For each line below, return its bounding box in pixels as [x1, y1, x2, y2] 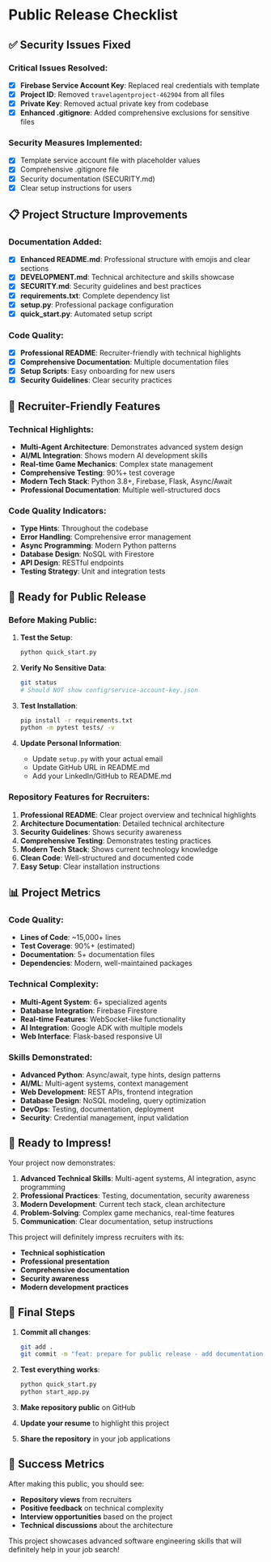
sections [19, 264, 49, 273]
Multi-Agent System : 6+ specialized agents [19, 997, 167, 1006]
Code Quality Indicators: [8, 505, 107, 516]
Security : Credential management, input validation [19, 1112, 189, 1122]
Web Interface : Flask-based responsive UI [19, 1031, 163, 1041]
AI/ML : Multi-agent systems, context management [19, 1078, 188, 1088]
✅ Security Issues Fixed [8, 38, 131, 52]
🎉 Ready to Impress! [8, 1137, 112, 1150]
